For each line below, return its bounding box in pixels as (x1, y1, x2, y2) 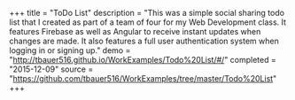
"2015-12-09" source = (9, 64, 94, 74)
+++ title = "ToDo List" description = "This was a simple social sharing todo (9, 8, 285, 18)
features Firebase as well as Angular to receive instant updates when (9, 27, 261, 36)
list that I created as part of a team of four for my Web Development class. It (9, 17, 286, 27)
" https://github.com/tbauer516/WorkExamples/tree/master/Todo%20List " (9, 73, 277, 83)
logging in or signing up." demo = (9, 45, 131, 56)
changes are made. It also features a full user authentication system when (9, 35, 279, 46)
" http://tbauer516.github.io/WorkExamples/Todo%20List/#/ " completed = (9, 55, 276, 65)
